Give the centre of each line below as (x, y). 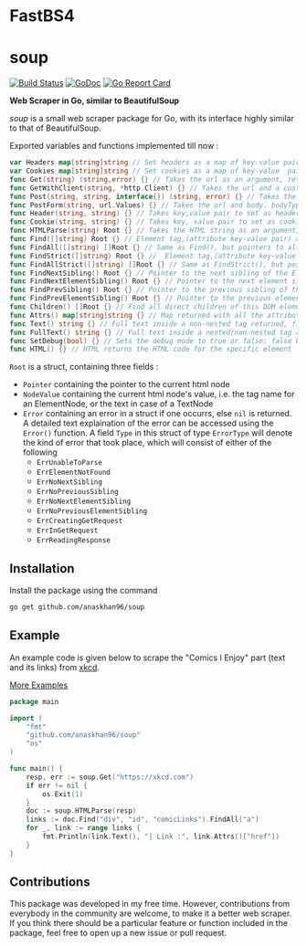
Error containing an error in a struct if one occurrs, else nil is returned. (157, 414)
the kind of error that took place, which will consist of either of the (147, 443)
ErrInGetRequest (67, 531)
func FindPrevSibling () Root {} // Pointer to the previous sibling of (148, 290)
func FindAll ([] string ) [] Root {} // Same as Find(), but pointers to (147, 247)
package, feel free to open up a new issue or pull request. (118, 933)
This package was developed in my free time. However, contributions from (150, 904)
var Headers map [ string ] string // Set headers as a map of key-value (145, 163)
